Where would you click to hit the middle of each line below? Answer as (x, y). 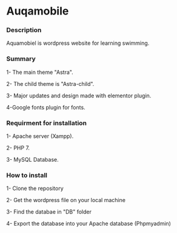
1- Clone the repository (35, 188)
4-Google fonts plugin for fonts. (46, 107)
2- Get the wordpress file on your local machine (66, 200)
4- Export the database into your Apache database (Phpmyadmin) (89, 224)
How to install (27, 175)
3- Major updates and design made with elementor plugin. (79, 96)
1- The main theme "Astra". (40, 72)
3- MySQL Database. (32, 160)
